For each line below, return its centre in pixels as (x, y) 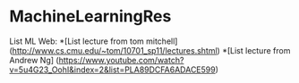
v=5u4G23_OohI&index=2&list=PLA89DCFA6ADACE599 (113, 70)
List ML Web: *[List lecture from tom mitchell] (94, 41)
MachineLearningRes (90, 17)
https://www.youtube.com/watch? (121, 60)
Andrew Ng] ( (34, 60)
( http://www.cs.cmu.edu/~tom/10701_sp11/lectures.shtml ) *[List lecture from (150, 50)
